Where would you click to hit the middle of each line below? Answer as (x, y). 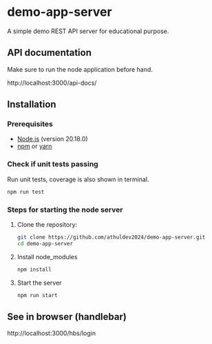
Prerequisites (30, 124)
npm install (34, 270)
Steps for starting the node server (65, 210)
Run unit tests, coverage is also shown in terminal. (78, 179)
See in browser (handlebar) (67, 317)
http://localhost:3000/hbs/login (52, 333)
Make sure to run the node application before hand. (80, 69)
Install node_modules (47, 256)
